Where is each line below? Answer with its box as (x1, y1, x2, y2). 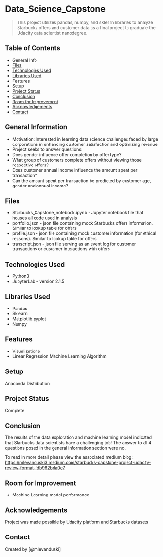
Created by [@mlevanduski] (5, 546, 61, 552)
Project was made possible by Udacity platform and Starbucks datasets (5, 519, 148, 525)
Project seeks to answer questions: (12, 146, 83, 152)
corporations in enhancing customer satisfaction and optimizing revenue (12, 141, 158, 147)
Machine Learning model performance (12, 492, 90, 498)
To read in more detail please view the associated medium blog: (5, 454, 133, 460)
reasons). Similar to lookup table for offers (12, 236, 97, 242)
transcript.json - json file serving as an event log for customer (12, 241, 136, 247)
